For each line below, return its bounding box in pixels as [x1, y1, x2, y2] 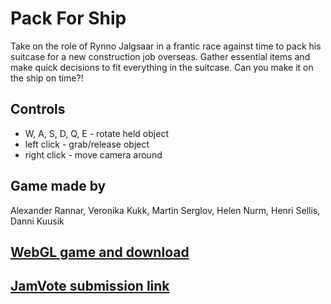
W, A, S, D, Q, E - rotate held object [24, 127, 169, 139]
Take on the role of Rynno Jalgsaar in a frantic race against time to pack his [10, 40, 322, 52]
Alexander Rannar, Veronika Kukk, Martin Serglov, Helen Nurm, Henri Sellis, [10, 204, 321, 216]
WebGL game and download [10, 243, 190, 261]
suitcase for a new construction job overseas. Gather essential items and [10, 50, 311, 62]
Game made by [10, 178, 107, 195]
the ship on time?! [10, 72, 84, 84]
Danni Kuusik [10, 215, 65, 227]
